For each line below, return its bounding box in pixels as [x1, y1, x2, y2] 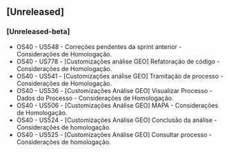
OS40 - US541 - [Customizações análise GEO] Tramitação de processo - [16, 72, 223, 80]
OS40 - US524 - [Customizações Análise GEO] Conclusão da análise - [16, 116, 217, 124]
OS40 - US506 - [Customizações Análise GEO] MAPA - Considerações [16, 101, 219, 110]
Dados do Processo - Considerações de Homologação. [16, 94, 174, 102]
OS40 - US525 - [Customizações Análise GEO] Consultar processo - [16, 130, 212, 139]
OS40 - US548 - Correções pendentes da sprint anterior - [16, 42, 182, 51]
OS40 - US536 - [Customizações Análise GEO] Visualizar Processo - [16, 86, 212, 94]
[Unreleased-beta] [6, 27, 70, 37]
